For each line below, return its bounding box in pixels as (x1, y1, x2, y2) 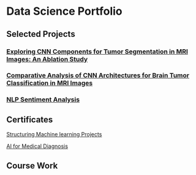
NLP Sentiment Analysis (6, 95, 80, 104)
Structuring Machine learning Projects (6, 131, 102, 138)
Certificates (6, 114, 53, 125)
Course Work (6, 160, 58, 171)
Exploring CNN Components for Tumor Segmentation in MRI (6, 47, 189, 56)
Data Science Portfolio (6, 4, 123, 18)
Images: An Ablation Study (6, 55, 88, 63)
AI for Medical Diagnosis (6, 142, 69, 150)
